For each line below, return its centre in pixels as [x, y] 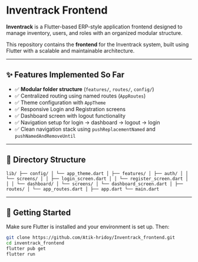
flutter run [21, 254]
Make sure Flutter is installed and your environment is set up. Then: [88, 227]
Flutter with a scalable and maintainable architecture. [70, 50]
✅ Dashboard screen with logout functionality [70, 115]
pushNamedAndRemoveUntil [45, 136]
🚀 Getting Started [39, 213]
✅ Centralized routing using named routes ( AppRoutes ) [80, 96]
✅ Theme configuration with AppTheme [60, 102]
